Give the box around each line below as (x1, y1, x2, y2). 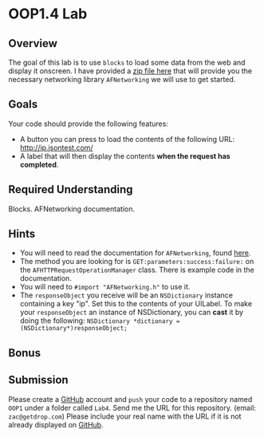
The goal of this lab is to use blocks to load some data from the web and (8, 57, 246, 67)
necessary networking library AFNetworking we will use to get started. (8, 75, 236, 84)
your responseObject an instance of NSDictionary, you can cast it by (19, 308, 244, 317)
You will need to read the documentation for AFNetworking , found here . (19, 248, 251, 258)
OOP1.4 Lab (8, 5, 88, 23)
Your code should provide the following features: (8, 119, 169, 128)
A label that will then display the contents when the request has (19, 151, 231, 160)
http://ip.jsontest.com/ (19, 143, 93, 152)
